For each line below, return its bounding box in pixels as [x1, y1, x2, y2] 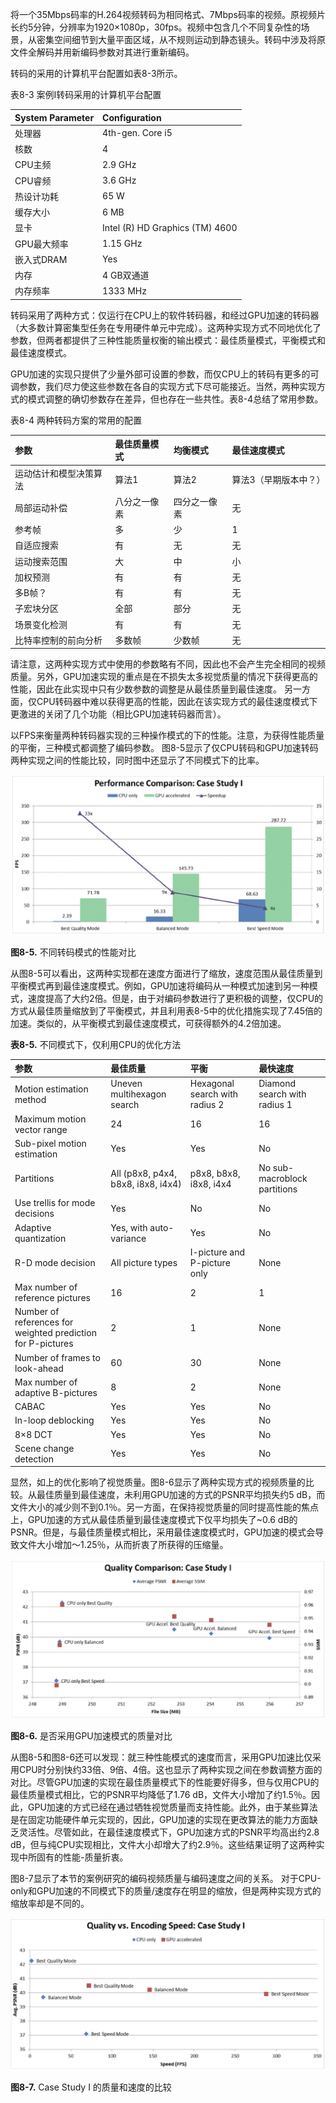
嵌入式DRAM [14, 253, 68, 265]
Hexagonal [189, 1078, 235, 1090]
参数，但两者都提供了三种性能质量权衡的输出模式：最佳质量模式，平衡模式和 [10, 334, 326, 346]
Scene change [14, 1442, 75, 1454]
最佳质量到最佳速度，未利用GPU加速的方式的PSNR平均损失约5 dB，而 [36, 1489, 326, 1501]
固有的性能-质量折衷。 [36, 1851, 129, 1863]
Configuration [102, 111, 162, 123]
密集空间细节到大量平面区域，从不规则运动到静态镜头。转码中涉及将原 [36, 34, 326, 45]
